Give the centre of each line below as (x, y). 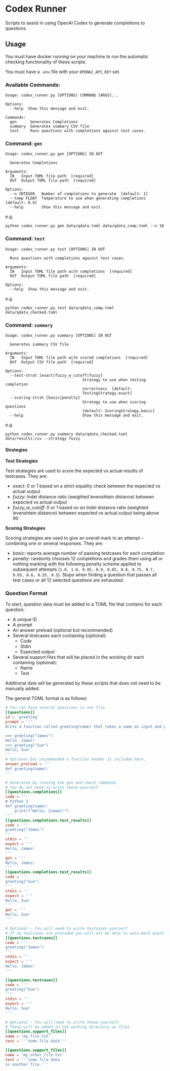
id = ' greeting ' (22, 717)
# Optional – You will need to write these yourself (62, 1022)
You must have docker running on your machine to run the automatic (77, 56)
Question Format (26, 593)
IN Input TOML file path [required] (52, 176)
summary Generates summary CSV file (50, 127)
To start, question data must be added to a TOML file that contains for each (84, 604)
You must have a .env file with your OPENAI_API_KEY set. (63, 72)
